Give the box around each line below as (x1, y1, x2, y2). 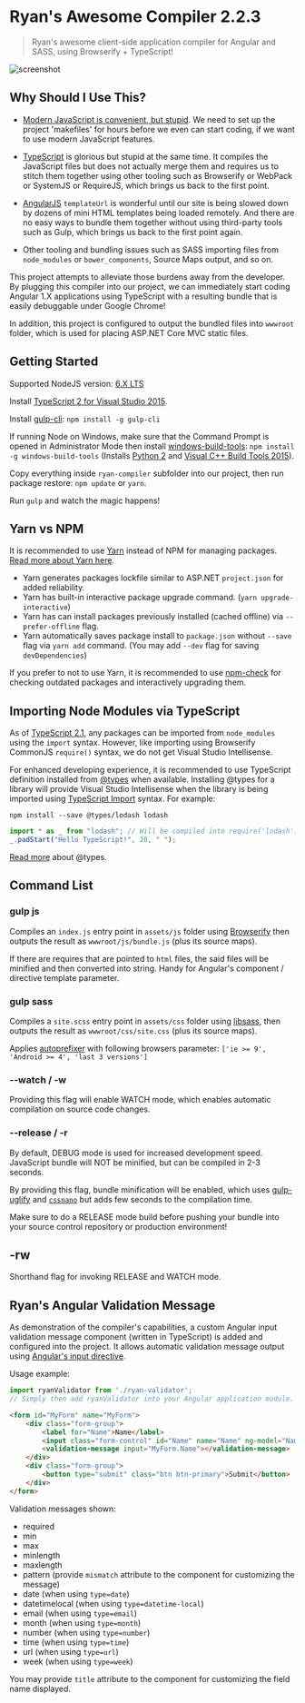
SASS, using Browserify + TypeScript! (31, 45, 174, 56)
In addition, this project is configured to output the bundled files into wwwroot (9, 318, 295, 329)
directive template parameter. (9, 972, 120, 983)
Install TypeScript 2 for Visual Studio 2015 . (9, 395, 168, 406)
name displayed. (9, 1683, 71, 1694)
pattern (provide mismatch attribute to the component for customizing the (22, 1569, 295, 1579)
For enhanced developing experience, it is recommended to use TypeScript (9, 765, 291, 776)
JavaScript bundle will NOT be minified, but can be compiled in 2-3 (9, 1156, 261, 1168)
